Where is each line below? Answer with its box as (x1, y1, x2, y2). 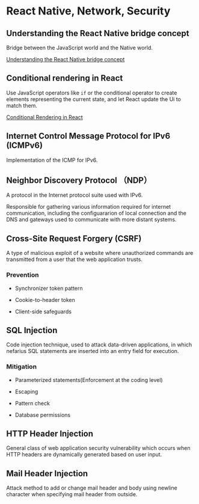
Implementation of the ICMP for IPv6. (6, 156, 98, 164)
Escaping (14, 388, 38, 395)
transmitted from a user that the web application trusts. (6, 256, 143, 263)
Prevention (6, 271, 39, 279)
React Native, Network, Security (6, 4, 171, 18)
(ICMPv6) (6, 140, 43, 151)
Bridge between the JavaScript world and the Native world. (6, 44, 153, 51)
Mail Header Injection (6, 468, 88, 479)
